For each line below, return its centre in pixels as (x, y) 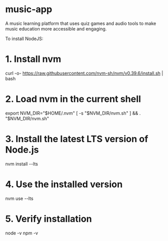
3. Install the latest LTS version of (77, 139)
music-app (29, 9)
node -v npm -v (22, 233)
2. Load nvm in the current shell (73, 99)
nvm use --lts (20, 198)
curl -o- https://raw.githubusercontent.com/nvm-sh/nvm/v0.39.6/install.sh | (84, 73)
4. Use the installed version (64, 184)
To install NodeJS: (24, 39)
